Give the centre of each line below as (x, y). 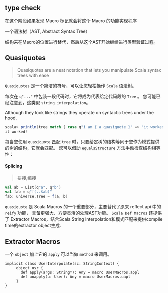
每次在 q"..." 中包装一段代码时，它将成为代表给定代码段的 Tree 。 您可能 (81, 96)
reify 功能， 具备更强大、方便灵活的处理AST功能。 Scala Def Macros (76, 213)
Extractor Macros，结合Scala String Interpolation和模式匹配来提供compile (87, 219)
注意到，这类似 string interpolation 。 (50, 102)
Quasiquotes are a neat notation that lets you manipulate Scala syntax (89, 70)
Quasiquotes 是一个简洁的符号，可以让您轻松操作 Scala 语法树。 (71, 86)
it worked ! (16, 132)
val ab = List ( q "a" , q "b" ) (33, 187)
